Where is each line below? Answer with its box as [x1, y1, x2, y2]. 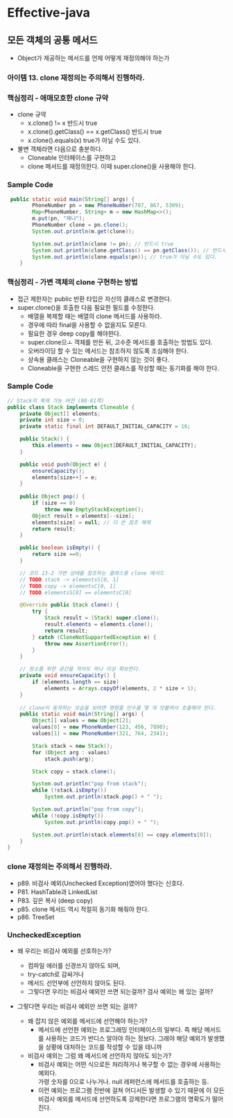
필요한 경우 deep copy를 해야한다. [27, 329, 121, 338]
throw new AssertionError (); [44, 640, 129, 647]
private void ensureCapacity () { [19, 672, 116, 679]
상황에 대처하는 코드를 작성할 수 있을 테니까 [45, 1042, 162, 1051]
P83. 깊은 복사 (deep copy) [17, 896, 94, 905]
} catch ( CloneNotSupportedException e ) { [32, 634, 157, 640]
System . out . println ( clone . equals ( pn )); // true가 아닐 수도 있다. [32, 253, 218, 261]
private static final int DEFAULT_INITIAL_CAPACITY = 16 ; [19, 423, 191, 430]
